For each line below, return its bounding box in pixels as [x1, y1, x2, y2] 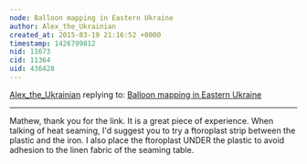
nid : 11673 [9, 47, 51, 56]
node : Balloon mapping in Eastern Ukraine [9, 13, 174, 23]
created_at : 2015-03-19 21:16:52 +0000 [9, 30, 162, 39]
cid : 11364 [9, 56, 51, 65]
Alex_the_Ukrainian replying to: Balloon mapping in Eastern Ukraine [9, 88, 262, 100]
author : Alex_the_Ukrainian [9, 22, 117, 31]
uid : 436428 [9, 65, 55, 74]
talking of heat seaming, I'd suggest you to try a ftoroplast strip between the [9, 125, 296, 136]
